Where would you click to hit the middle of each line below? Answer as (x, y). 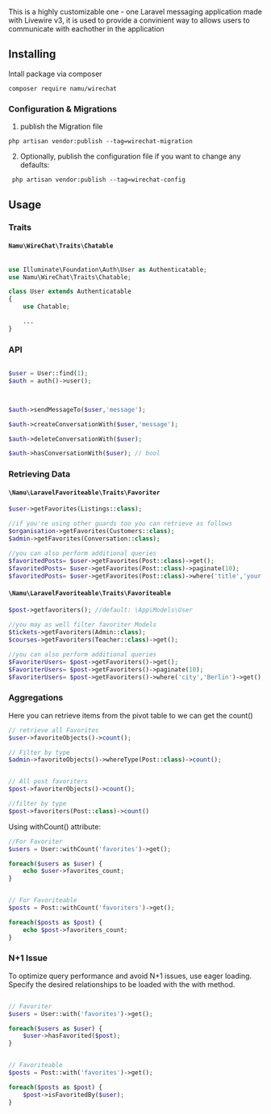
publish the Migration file (61, 127)
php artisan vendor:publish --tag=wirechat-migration (101, 142)
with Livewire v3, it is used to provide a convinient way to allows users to (129, 20)
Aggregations (36, 697)
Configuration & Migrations (63, 108)
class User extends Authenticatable (70, 292)
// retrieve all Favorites (54, 730)
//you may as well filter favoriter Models (83, 625)
